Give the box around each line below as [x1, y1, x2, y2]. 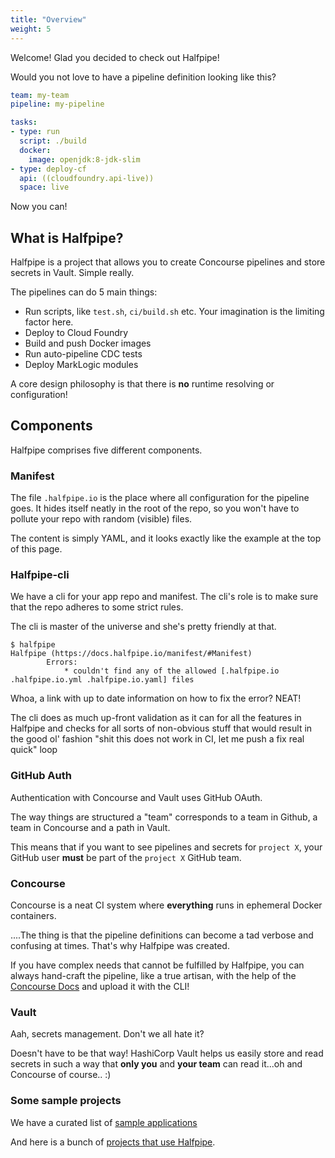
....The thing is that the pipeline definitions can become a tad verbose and [10, 929, 314, 941]
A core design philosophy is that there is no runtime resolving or [10, 378, 275, 390]
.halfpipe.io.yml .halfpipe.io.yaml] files [10, 675, 195, 685]
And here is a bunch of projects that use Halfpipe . [10, 1136, 216, 1148]
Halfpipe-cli [10, 568, 70, 582]
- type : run [10, 127, 60, 137]
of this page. [10, 543, 63, 555]
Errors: [46, 657, 78, 668]
